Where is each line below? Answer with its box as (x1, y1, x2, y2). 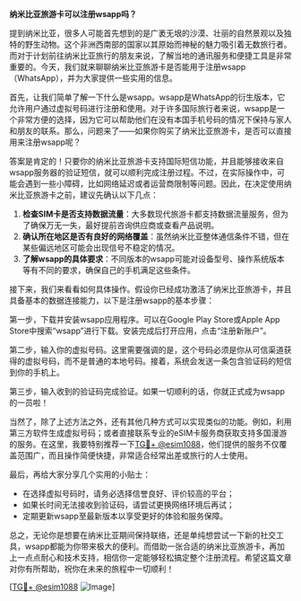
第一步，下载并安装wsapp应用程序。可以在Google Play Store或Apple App (9, 314, 280, 324)
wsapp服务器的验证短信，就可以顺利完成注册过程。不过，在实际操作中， (9, 167, 278, 178)
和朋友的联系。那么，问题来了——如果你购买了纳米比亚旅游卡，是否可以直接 (9, 126, 292, 136)
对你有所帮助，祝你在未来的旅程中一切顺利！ (9, 563, 175, 574)
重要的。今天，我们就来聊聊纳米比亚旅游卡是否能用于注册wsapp (9, 62, 246, 72)
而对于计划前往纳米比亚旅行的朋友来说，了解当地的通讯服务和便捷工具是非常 (9, 50, 292, 61)
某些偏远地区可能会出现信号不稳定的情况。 (21, 243, 180, 252)
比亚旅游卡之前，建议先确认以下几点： (16, 190, 159, 200)
